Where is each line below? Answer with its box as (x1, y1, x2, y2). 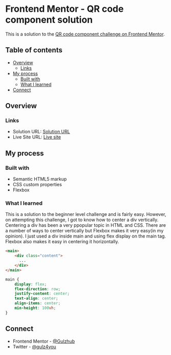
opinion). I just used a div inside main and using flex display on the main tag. (5, 233, 166, 239)
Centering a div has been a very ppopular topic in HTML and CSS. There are (5, 222, 166, 228)
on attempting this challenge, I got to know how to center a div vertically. (5, 216, 159, 223)
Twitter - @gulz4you (12, 343, 56, 349)
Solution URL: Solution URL (12, 129, 70, 135)
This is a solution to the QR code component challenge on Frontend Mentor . (5, 31, 165, 37)
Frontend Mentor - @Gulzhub (12, 338, 75, 344)
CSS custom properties (12, 182, 62, 188)
